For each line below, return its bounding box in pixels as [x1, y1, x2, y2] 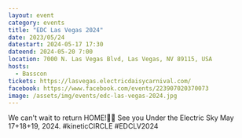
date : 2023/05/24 [8, 33, 65, 42]
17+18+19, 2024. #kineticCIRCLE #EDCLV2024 [8, 122, 159, 131]
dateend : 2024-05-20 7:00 [8, 48, 93, 56]
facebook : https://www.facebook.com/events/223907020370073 [8, 84, 210, 93]
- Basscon [15, 70, 47, 78]
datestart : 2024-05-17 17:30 [8, 41, 104, 49]
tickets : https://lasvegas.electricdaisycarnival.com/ [8, 77, 192, 85]
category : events [8, 19, 65, 27]
